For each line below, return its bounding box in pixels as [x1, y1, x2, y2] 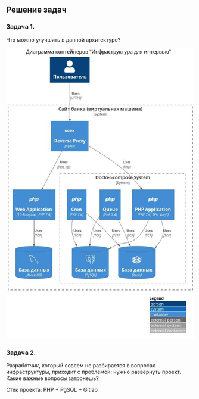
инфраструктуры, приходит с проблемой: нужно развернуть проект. [6, 368, 182, 375]
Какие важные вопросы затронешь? [6, 375, 99, 382]
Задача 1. [6, 23, 35, 31]
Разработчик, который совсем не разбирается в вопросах [6, 361, 156, 369]
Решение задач [6, 5, 67, 15]
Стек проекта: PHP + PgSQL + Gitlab [6, 386, 98, 393]
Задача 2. [6, 348, 36, 357]
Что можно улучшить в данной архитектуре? [6, 36, 121, 43]
